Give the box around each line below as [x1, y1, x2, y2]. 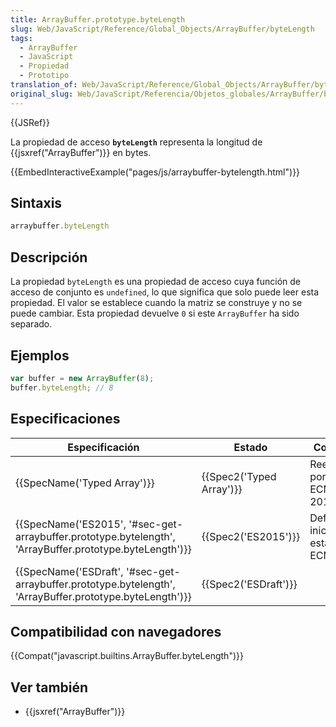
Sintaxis [10, 195, 63, 212]
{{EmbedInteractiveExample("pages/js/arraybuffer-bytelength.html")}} [10, 166, 301, 178]
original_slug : [10, 89, 74, 99]
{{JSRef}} [10, 116, 50, 128]
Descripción [10, 249, 88, 266]
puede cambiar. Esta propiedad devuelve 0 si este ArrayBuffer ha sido [10, 307, 300, 320]
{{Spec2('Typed [201, 469, 277, 483]
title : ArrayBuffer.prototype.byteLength [10, 14, 186, 25]
